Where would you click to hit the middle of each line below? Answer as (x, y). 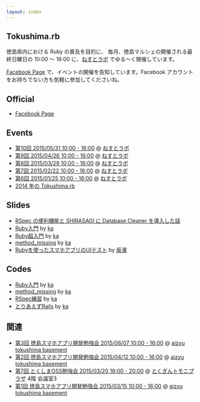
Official (20, 99)
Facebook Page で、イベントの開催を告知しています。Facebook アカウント (100, 72)
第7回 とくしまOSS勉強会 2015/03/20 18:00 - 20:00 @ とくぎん (94, 371)
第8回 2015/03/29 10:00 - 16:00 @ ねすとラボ (72, 163)
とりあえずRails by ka (42, 306)
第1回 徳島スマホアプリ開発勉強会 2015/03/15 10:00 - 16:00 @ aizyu (99, 386)
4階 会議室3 (42, 378)
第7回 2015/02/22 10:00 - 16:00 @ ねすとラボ (71, 171)
